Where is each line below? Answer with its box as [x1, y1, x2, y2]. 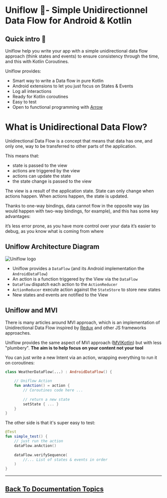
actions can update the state [12, 173, 71, 179]
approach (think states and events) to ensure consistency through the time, [5, 53, 160, 59]
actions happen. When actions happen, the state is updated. [5, 193, 129, 199]
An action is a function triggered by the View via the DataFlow [12, 276, 138, 282]
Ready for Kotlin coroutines [12, 94, 69, 99]
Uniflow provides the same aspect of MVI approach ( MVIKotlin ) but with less [5, 340, 162, 346]
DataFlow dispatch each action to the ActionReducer [12, 281, 118, 287]
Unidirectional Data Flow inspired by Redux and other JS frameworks [5, 325, 147, 331]
